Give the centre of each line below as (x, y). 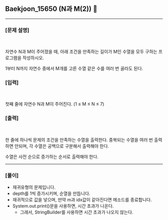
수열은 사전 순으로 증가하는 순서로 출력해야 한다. (52, 157)
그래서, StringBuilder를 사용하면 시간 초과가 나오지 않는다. (76, 212)
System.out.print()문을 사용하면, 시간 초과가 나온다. (63, 206)
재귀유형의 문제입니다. (34, 187)
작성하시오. (33, 58)
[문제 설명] (17, 30)
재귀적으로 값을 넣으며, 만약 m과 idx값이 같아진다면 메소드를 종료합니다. (82, 200)
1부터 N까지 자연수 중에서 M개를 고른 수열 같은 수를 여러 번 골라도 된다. (74, 68)
